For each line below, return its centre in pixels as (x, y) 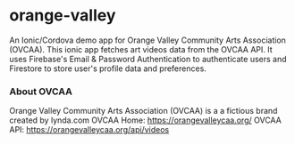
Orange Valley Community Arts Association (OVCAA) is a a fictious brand (143, 111)
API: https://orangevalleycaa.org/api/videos (89, 130)
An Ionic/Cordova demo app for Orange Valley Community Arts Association (147, 40)
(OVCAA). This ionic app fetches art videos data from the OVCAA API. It (141, 49)
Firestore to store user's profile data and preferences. (108, 68)
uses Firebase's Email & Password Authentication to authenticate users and (148, 59)
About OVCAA (41, 92)
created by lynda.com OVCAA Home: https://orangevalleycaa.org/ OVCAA (145, 120)
